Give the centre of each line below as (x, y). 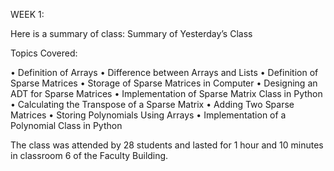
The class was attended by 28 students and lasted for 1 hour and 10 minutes (167, 145)
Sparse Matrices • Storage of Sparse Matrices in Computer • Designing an (164, 83)
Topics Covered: (44, 53)
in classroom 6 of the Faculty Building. (89, 155)
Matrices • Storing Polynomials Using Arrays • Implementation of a (148, 115)
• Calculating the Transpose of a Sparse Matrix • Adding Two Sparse (152, 104)
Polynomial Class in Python (66, 125)
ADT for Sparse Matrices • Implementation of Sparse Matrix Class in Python (166, 93)
